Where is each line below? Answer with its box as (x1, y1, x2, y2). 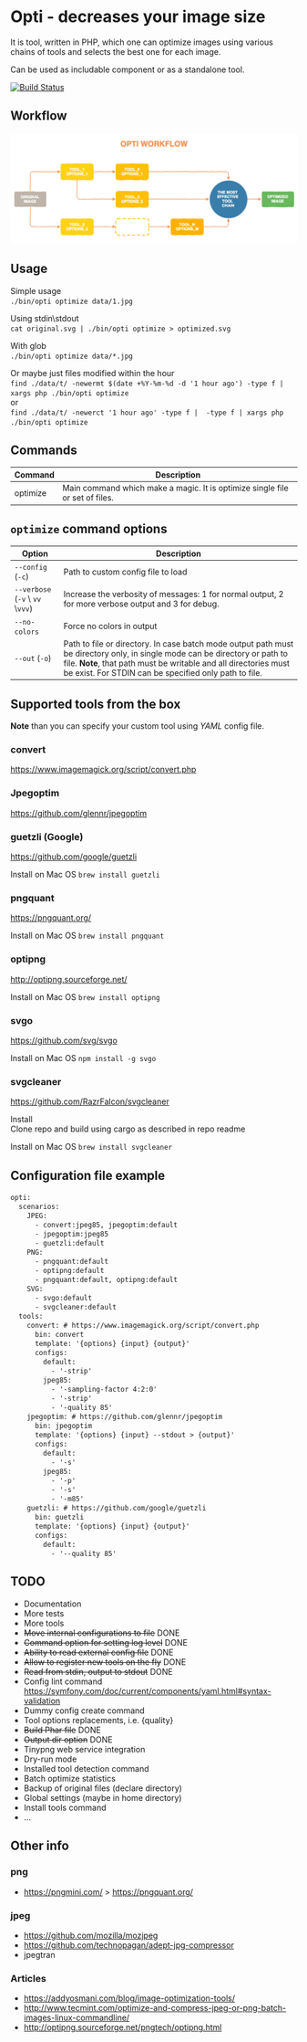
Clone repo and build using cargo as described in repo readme (10, 1123, 246, 1134)
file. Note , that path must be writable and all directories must (63, 658, 291, 668)
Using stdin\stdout (10, 312, 80, 323)
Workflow (10, 108, 67, 124)
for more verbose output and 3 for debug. (63, 598, 220, 609)
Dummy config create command (23, 1705, 145, 1716)
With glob (10, 340, 46, 351)
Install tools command (23, 1802, 107, 1813)
